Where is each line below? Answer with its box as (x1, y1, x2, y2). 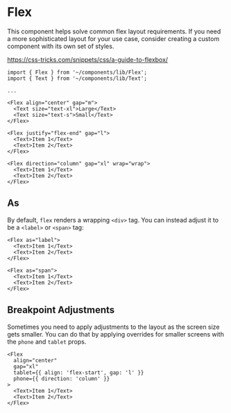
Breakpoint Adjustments (7, 304, 115, 316)
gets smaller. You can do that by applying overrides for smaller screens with (7, 330, 224, 338)
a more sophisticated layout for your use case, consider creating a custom (7, 34, 220, 42)
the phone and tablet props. (7, 337, 87, 346)
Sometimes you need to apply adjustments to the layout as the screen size (7, 323, 220, 331)
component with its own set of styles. (7, 42, 114, 50)
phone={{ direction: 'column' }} (13, 375, 110, 382)
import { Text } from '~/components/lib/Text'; (7, 74, 148, 82)
